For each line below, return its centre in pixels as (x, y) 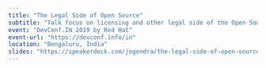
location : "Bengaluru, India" (58, 45)
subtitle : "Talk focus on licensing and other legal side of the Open (127, 23)
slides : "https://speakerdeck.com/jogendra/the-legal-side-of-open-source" (136, 52)
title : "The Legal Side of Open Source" (76, 15)
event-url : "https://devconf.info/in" (72, 37)
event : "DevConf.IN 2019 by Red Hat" (70, 30)
